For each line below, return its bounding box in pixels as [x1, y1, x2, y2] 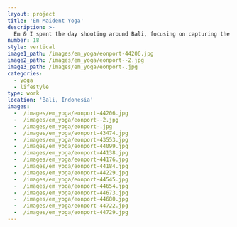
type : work [7, 90, 40, 97]
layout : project [7, 10, 55, 18]
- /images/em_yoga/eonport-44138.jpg [13, 149, 129, 157]
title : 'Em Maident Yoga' [7, 17, 84, 24]
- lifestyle [13, 83, 50, 90]
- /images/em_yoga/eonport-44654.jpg [13, 182, 129, 189]
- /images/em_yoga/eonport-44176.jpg [13, 156, 129, 164]
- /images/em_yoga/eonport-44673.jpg [13, 189, 129, 196]
